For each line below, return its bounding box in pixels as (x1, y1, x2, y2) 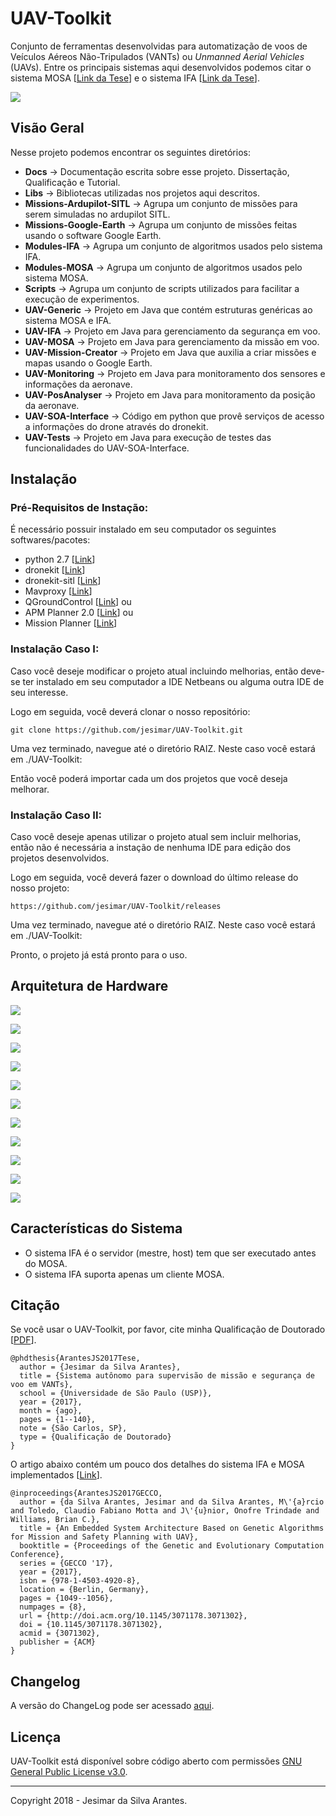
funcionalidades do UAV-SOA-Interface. (24, 442, 190, 454)
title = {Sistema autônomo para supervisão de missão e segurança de (19, 1371, 315, 1381)
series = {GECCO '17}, (19, 1558, 114, 1569)
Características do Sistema (10, 1220, 183, 1237)
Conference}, (10, 1550, 65, 1560)
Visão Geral (10, 120, 85, 137)
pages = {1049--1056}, (19, 1593, 114, 1604)
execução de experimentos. (24, 293, 140, 305)
